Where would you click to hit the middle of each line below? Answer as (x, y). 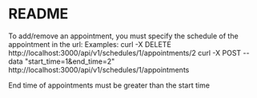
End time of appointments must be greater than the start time (109, 85)
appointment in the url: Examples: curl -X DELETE (90, 44)
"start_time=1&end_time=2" (70, 61)
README (38, 14)
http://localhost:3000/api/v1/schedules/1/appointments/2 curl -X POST (125, 53)
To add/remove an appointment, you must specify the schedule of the (123, 36)
